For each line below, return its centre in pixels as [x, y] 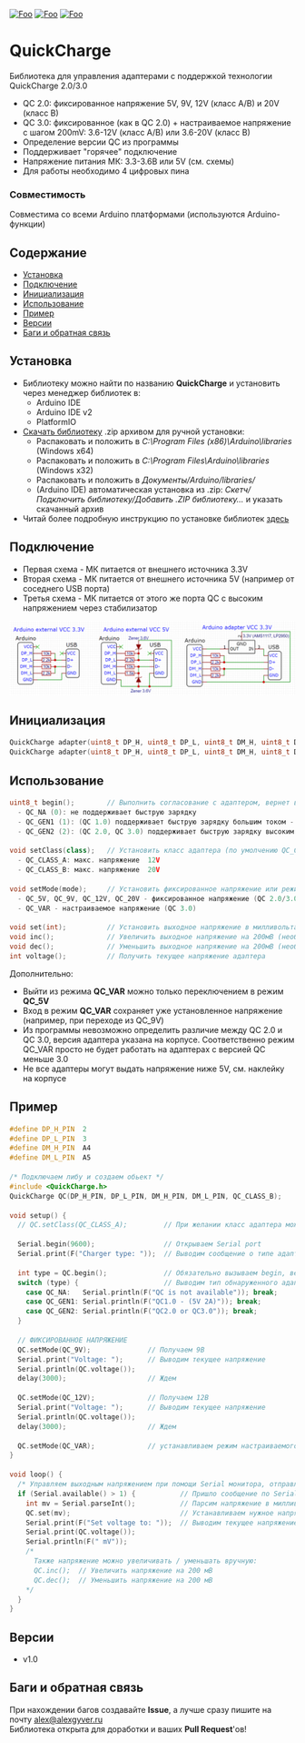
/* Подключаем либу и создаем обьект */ [87, 1177]
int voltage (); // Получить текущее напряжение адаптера [138, 956]
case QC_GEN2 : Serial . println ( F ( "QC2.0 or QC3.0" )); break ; [142, 1312]
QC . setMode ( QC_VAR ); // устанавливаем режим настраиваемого [158, 1446]
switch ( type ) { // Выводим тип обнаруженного [148, 1282]
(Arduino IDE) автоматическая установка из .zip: [129, 489]
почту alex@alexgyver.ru [56, 1719]
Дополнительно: [42, 973]
